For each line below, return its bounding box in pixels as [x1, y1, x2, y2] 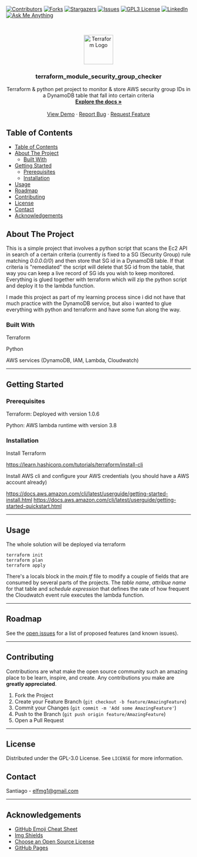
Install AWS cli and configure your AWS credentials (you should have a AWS [6, 473, 189, 480]
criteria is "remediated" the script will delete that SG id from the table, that [6, 263, 185, 270]
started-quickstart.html [6, 503, 62, 510]
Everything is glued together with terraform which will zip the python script [6, 276, 187, 283]
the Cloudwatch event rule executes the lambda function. [6, 591, 145, 599]
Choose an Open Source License [14, 838, 95, 845]
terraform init [6, 553, 43, 558]
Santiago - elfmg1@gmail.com [6, 788, 79, 795]
